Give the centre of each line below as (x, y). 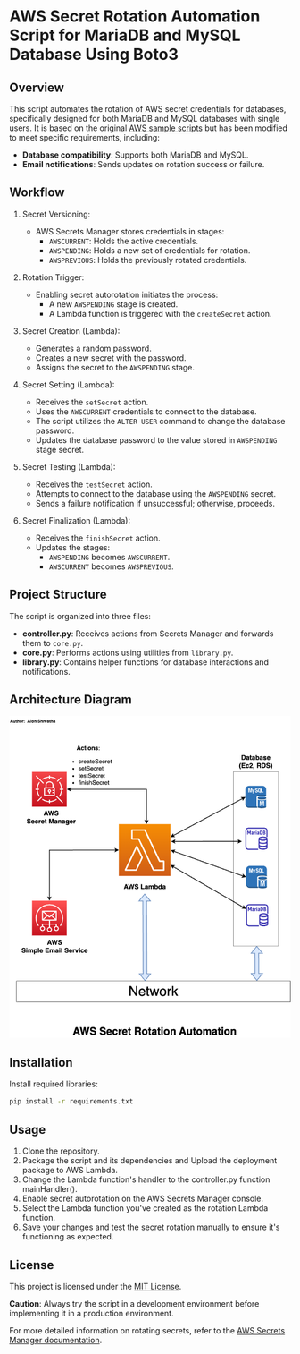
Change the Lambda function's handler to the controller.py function (146, 1179)
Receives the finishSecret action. (98, 538)
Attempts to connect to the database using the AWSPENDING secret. (156, 493)
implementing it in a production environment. (92, 1313)
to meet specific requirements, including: (85, 137)
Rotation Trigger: (53, 277)
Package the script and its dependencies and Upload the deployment (150, 1161)
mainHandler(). (50, 1189)
